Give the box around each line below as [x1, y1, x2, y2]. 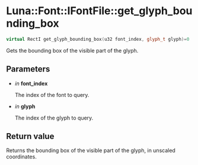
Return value [6, 131, 55, 141]
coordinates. [6, 153, 37, 160]
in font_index [14, 80, 48, 87]
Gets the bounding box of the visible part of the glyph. [6, 47, 139, 54]
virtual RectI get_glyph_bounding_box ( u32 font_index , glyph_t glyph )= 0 [6, 36, 190, 42]
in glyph [14, 102, 36, 110]
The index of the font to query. [14, 91, 90, 98]
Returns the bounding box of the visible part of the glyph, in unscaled [6, 147, 176, 154]
